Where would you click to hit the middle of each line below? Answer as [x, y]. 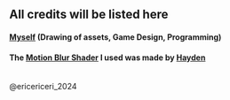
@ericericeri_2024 [43, 87]
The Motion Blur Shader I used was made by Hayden [107, 58]
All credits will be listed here [89, 15]
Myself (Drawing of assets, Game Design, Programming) [115, 37]
